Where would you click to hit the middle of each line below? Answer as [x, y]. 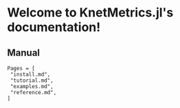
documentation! [54, 27]
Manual [23, 53]
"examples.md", [32, 87]
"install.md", [30, 74]
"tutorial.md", [32, 80]
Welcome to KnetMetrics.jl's [90, 13]
